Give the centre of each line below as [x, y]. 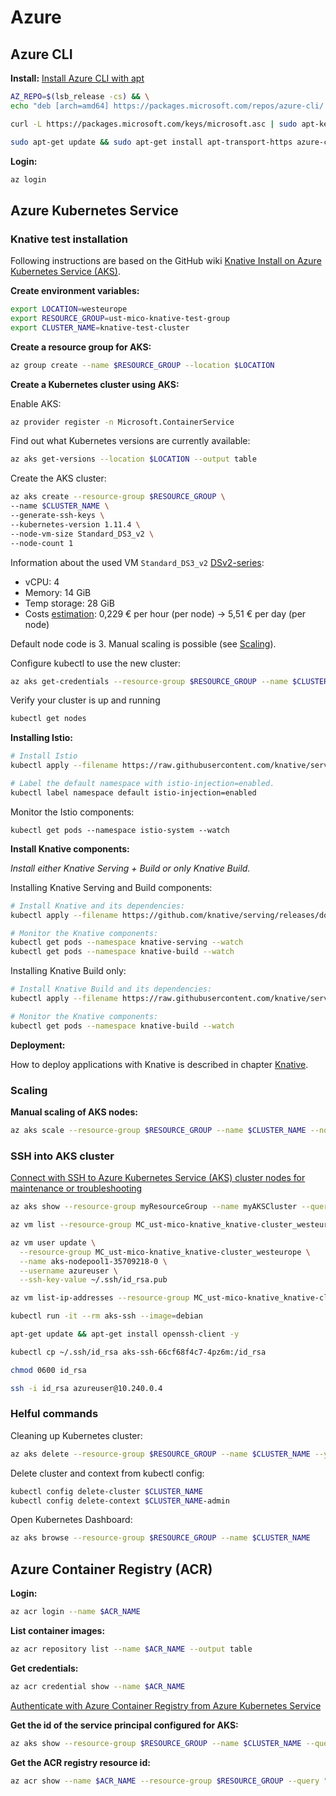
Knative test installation [69, 239]
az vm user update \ [53, 1242]
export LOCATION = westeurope [69, 309]
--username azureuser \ [68, 1271]
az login [28, 179]
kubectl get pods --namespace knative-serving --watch [127, 942]
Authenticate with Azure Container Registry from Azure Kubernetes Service [166, 1705]
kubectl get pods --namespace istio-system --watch [120, 830]
